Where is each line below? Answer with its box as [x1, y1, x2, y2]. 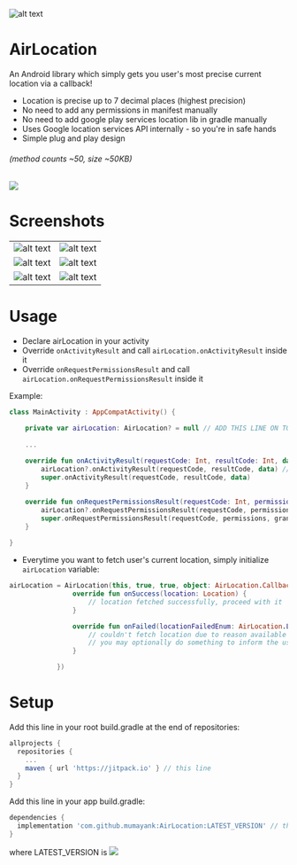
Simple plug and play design [21, 133, 126, 144]
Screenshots [9, 211, 105, 231]
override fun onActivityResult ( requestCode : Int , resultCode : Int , [25, 456, 278, 465]
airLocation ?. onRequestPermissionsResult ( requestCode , [41, 505, 247, 514]
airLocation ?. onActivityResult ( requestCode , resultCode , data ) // [41, 465, 291, 474]
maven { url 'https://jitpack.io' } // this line [25, 763, 212, 773]
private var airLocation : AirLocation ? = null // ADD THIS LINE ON [25, 424, 278, 432]
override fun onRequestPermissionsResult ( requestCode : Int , [25, 497, 251, 506]
